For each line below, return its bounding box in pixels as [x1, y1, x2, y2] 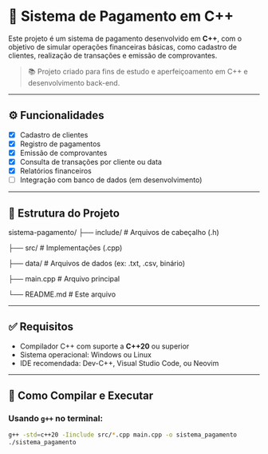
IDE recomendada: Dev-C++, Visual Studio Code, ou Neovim [19, 358, 219, 368]
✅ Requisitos [8, 320, 74, 334]
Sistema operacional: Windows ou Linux [19, 349, 152, 359]
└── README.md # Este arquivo [8, 289, 116, 299]
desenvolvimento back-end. [27, 78, 120, 87]
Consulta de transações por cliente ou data [19, 157, 162, 166]
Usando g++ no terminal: [8, 413, 104, 424]
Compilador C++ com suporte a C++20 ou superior [19, 341, 190, 351]
